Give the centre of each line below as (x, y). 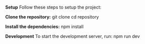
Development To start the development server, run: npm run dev (72, 36)
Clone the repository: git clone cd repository (52, 17)
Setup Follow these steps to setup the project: (53, 7)
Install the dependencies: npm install (44, 26)
